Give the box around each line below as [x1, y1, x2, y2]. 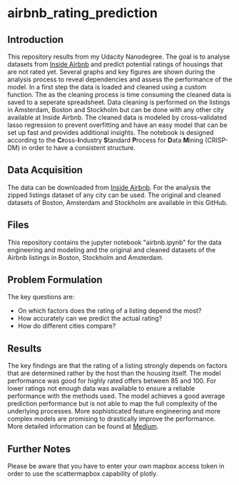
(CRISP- [204, 136, 228, 144]
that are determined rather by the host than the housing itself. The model [7, 369, 221, 378]
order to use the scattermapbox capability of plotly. [7, 469, 158, 478]
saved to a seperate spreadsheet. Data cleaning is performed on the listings [7, 98, 230, 106]
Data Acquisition [7, 164, 83, 176]
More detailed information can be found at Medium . [7, 422, 159, 431]
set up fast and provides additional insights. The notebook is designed [7, 129, 214, 136]
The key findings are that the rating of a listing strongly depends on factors [7, 361, 228, 370]
